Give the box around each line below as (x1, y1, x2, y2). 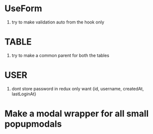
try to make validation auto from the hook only (11, 19, 104, 25)
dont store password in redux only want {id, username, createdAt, (11, 86, 144, 91)
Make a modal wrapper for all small (4, 108, 149, 119)
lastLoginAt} (11, 91, 37, 97)
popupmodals (4, 118, 62, 130)
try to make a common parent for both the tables (11, 52, 110, 58)
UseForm (4, 3, 42, 14)
